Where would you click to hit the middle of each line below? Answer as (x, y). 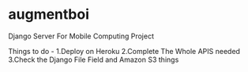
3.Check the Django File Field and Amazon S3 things (94, 59)
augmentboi (49, 14)
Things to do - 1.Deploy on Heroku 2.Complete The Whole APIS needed (124, 51)
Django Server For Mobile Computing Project (81, 36)
